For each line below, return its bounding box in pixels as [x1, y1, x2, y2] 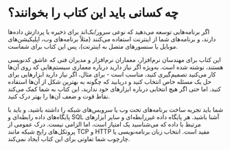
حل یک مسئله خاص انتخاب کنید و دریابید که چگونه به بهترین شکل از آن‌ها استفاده [8, 77, 212, 85]
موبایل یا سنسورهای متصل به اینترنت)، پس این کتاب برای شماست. [8, 42, 178, 50]
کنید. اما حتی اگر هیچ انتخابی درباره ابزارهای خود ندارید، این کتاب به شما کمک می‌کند [8, 85, 222, 93]
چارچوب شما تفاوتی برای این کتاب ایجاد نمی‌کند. [8, 134, 130, 142]
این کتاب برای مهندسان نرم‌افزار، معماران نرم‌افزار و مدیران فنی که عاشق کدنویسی [8, 55, 222, 63]
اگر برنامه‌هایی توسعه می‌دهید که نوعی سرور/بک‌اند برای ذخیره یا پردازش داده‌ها [8, 28, 210, 36]
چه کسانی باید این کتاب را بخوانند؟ [8, 5, 179, 21]
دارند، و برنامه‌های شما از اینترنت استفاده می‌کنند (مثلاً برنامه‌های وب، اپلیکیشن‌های [8, 34, 216, 43]
